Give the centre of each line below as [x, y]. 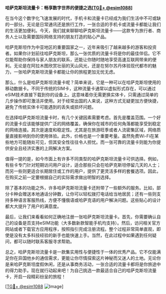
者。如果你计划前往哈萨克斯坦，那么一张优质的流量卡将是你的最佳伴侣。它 [81, 53]
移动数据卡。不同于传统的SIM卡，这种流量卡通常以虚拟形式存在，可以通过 [81, 89]
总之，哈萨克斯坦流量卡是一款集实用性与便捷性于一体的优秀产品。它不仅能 [81, 252]
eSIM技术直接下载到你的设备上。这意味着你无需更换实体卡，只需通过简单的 [82, 95]
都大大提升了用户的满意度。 [33, 206]
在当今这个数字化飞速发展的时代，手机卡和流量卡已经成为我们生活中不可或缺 [83, 18]
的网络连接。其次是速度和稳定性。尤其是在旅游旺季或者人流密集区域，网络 [81, 130]
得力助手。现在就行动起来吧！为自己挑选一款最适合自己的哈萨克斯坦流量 [83, 270]
